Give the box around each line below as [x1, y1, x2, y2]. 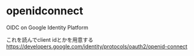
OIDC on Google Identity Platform [6, 24, 88, 31]
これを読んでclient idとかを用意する [6, 36, 94, 43]
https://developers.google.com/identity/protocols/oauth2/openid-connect [6, 43, 188, 50]
